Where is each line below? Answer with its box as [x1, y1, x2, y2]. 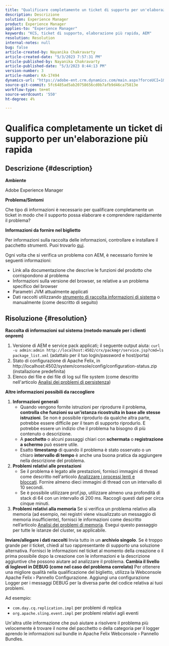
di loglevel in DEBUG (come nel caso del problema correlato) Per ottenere [5, 564, 160, 570]
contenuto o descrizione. [20, 431, 72, 437]
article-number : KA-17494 [5, 73, 59, 78]
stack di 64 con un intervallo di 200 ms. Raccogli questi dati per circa [20, 495, 164, 501]
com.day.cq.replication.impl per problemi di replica [12, 605, 122, 611]
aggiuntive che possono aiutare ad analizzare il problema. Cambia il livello [5, 558, 159, 565]
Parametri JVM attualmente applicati [12, 288, 89, 295]
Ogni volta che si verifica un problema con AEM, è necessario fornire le [5, 252, 153, 258]
